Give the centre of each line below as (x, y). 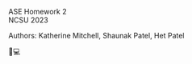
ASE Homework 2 (38, 12)
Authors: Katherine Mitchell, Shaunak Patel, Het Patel (96, 36)
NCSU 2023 (28, 20)
